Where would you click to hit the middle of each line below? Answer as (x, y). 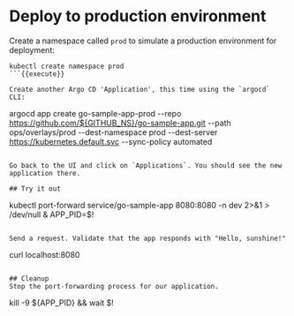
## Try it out (35, 188)
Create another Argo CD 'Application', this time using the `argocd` (140, 89)
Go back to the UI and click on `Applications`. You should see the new (146, 165)
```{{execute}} (37, 74)
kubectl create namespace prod (67, 66)
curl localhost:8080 (45, 254)
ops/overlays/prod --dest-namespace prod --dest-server (113, 132)
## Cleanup (29, 278)
